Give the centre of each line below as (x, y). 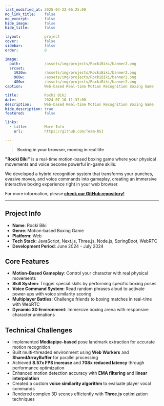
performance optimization (38, 368)
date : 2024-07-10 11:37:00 (46, 100)
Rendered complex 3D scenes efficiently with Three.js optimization (80, 394)
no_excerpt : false (30, 19)
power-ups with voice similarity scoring (52, 294)
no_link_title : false (30, 14)
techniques (23, 399)
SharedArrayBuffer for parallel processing (55, 358)
